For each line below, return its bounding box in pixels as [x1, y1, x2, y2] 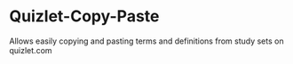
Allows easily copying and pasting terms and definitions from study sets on [9, 36, 284, 46]
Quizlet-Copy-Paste [9, 6, 160, 27]
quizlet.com [9, 44, 52, 55]
